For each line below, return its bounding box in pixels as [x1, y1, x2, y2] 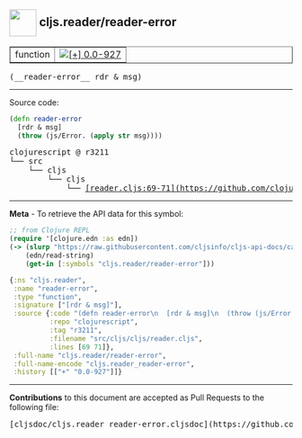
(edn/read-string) [25, 251, 94, 261]
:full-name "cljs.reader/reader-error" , [13, 351, 167, 360]
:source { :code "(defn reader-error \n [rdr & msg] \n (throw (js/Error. [13, 309, 296, 318]
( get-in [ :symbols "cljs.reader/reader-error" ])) [25, 259, 216, 268]
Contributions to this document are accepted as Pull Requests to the [9, 392, 265, 403]
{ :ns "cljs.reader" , [9, 275, 87, 284]
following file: [9, 402, 59, 413]
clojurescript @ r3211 [9, 147, 110, 157]
